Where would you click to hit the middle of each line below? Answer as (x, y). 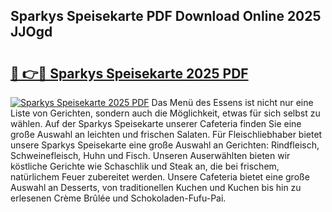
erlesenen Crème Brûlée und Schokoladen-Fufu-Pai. (118, 198)
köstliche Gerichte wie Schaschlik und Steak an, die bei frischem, (145, 166)
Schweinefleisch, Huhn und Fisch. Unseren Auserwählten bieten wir (150, 155)
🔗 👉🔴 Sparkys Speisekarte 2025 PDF (129, 73)
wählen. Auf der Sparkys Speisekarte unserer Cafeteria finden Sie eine (156, 123)
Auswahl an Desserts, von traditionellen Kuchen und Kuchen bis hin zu (156, 187)
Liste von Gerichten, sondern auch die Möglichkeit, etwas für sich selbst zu (165, 113)
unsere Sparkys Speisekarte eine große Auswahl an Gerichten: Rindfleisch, (165, 145)
